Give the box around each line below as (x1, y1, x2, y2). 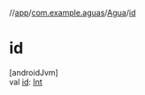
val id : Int (9, 77, 42, 87)
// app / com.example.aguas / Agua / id (9, 8, 136, 18)
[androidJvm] (9, 67, 59, 77)
